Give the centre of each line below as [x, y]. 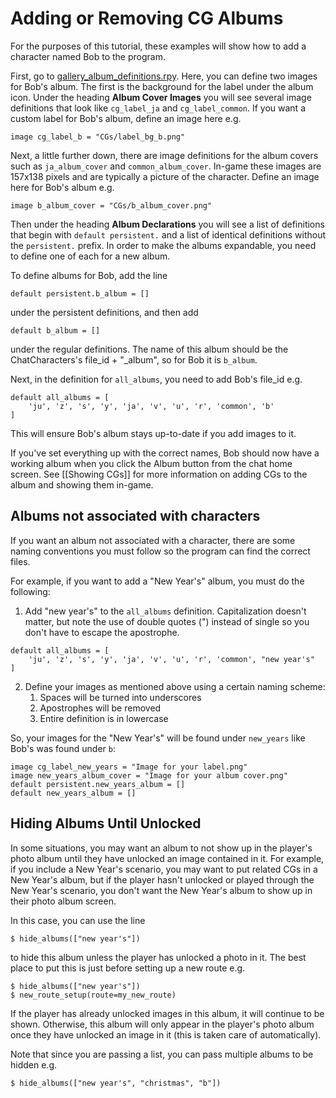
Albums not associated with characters [135, 516]
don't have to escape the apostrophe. [102, 632]
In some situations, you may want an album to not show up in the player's [161, 848]
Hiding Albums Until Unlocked [106, 823]
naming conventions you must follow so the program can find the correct [160, 551]
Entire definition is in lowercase [104, 718]
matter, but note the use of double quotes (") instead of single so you [167, 621]
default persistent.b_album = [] [80, 293]
